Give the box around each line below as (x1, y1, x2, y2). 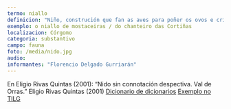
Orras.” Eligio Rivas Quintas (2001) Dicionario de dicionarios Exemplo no (7, 87, 212, 95)
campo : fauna (7, 42, 45, 49)
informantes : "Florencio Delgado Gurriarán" (7, 61, 137, 68)
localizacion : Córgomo (7, 29, 72, 36)
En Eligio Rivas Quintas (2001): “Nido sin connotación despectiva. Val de (7, 80, 212, 88)
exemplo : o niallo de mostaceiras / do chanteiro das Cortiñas (7, 23, 192, 29)
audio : (7, 55, 26, 62)
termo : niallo (7, 10, 48, 17)
